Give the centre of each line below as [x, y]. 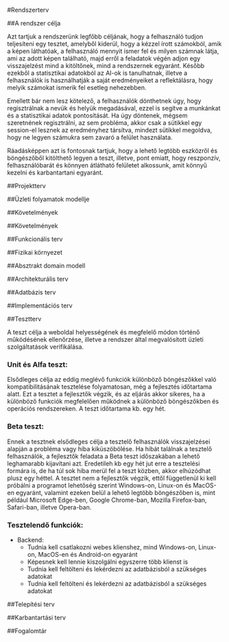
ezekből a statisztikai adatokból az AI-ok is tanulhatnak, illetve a [97, 73]
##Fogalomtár [27, 630]
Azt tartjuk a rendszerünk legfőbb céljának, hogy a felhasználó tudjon [105, 36]
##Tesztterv [24, 319]
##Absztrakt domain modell [46, 266]
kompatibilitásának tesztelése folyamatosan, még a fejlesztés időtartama [110, 387]
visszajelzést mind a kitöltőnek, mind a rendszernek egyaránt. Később [106, 66]
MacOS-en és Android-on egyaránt [88, 554]
